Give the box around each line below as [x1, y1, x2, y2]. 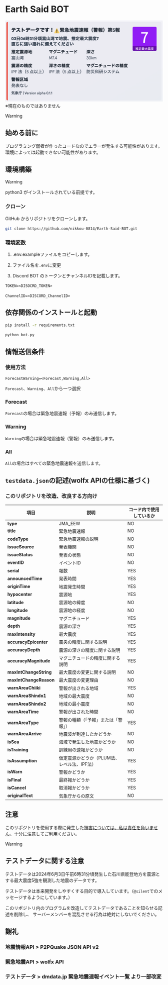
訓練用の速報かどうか [58, 747, 103, 753]
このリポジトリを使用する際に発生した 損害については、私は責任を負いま [5, 824, 154, 830]
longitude [7, 607, 28, 613]
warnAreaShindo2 [7, 701, 46, 707]
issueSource [7, 544, 34, 550]
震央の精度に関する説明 [58, 639, 107, 645]
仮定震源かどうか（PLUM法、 [58, 755, 120, 761]
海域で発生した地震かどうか [58, 739, 116, 745]
